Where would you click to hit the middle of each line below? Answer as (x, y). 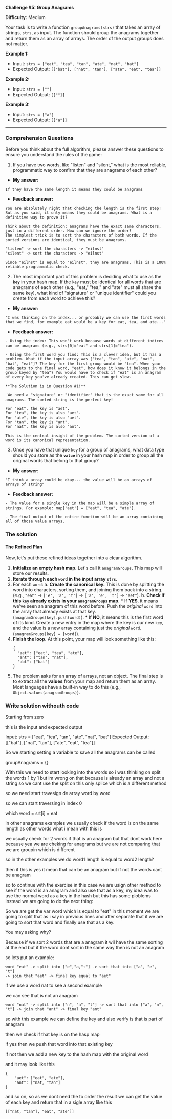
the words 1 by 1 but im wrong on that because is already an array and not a (85, 778)
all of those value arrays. (35, 521)
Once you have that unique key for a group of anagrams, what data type (89, 450)
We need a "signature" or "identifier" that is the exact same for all (85, 395)
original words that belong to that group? (56, 461)
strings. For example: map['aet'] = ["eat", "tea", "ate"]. (71, 508)
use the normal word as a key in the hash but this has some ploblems (78, 896)
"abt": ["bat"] (34, 662)
